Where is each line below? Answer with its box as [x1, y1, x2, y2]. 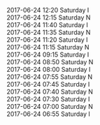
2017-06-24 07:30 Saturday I [6, 95, 90, 103]
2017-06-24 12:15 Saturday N [6, 13, 91, 22]
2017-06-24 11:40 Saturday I [6, 21, 88, 29]
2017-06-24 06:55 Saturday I [6, 110, 90, 118]
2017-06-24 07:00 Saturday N [6, 103, 94, 110]
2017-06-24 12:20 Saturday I [6, 6, 90, 14]
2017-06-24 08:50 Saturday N [6, 58, 94, 66]
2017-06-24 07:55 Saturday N [6, 73, 93, 81]
